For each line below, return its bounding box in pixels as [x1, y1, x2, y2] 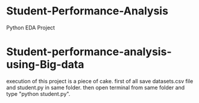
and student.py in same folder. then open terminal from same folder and [6, 84, 185, 91]
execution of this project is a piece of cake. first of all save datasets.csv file [6, 77, 194, 84]
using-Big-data [6, 58, 84, 71]
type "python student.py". [6, 90, 71, 97]
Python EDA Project [6, 24, 55, 31]
